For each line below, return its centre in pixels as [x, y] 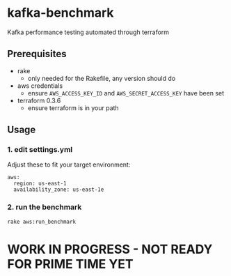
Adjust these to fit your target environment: [69, 164]
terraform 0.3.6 [39, 100]
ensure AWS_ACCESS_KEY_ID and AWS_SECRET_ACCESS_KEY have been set [126, 93]
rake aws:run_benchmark [42, 222]
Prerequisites [37, 54]
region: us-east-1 [40, 184]
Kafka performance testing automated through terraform [88, 32]
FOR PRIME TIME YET [70, 264]
